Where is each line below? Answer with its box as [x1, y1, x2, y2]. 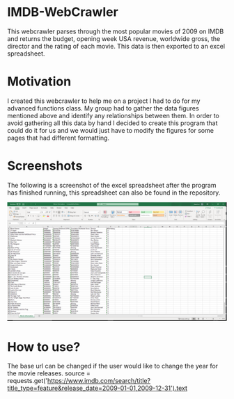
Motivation [7, 74, 72, 90]
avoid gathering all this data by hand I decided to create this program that [7, 119, 218, 127]
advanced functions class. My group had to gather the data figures [7, 104, 200, 112]
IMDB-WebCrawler [7, 4, 118, 20]
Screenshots [7, 158, 83, 174]
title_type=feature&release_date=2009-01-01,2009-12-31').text [7, 384, 188, 393]
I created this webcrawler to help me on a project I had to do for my [7, 97, 201, 105]
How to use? [7, 339, 81, 355]
